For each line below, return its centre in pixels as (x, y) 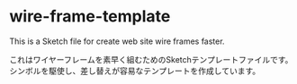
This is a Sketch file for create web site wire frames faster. (117, 41)
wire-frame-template (90, 17)
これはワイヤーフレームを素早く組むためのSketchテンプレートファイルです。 (151, 59)
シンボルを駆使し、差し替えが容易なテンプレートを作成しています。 (135, 71)
